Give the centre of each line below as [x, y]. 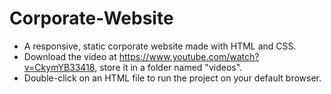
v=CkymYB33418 [59, 67]
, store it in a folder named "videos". [168, 67]
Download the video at [70, 56]
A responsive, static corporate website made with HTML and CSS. [160, 46]
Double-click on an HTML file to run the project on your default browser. [172, 78]
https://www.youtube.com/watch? [189, 56]
